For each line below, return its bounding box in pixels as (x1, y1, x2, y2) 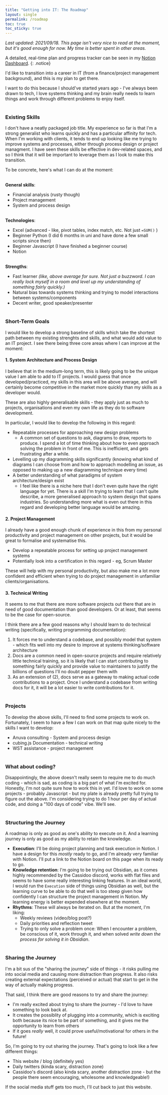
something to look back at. (12, 1007, 68, 1013)
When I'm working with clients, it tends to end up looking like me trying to (5, 136, 157, 142)
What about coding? (5, 763, 56, 770)
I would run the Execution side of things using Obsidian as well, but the (12, 883, 159, 889)
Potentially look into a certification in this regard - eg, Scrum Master (12, 558, 153, 564)
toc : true (5, 21, 26, 27)
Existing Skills (5, 114, 40, 121)
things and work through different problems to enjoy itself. (5, 96, 125, 102)
